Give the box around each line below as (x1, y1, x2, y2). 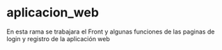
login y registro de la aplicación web (6, 34, 111, 42)
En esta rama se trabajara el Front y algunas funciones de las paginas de (6, 27, 215, 36)
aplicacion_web (6, 5, 99, 21)
